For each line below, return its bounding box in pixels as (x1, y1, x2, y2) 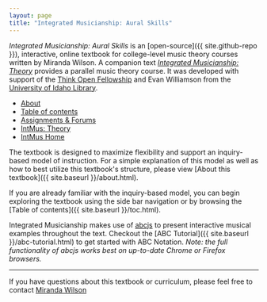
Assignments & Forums (20, 115, 97, 124)
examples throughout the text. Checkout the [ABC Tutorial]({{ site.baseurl (9, 228, 249, 238)
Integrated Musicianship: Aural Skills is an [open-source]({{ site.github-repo (9, 40, 257, 50)
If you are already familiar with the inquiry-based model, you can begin (9, 188, 240, 197)
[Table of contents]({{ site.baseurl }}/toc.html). (9, 205, 162, 214)
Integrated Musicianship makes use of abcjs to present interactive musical (9, 220, 252, 230)
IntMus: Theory (20, 124, 71, 133)
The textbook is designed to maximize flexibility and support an (9, 147, 216, 157)
